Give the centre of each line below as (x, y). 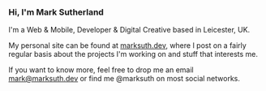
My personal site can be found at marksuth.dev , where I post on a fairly (128, 45)
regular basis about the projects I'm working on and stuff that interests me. (133, 54)
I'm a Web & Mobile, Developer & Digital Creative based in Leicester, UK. (129, 30)
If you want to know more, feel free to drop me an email (101, 70)
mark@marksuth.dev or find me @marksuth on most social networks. (124, 79)
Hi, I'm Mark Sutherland (56, 12)
